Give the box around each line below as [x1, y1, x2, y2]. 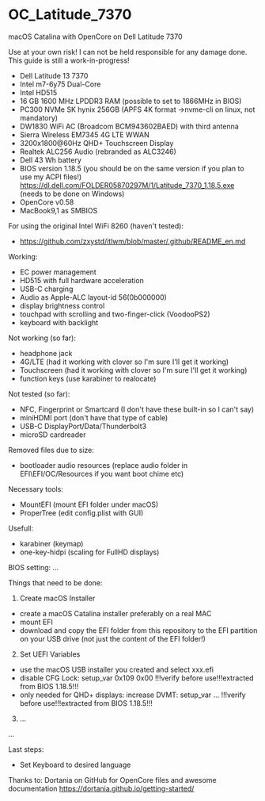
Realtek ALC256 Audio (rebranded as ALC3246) [19, 147, 176, 156]
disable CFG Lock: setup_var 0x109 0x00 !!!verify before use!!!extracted [19, 673, 254, 683]
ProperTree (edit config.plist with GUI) [19, 508, 144, 517]
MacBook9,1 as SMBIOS [19, 205, 98, 215]
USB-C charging [19, 284, 74, 293]
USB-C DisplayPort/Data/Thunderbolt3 [19, 421, 147, 431]
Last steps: [8, 744, 44, 754]
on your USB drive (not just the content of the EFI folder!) [19, 634, 206, 643]
